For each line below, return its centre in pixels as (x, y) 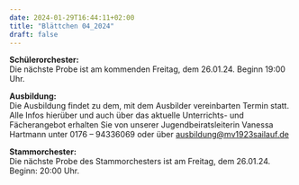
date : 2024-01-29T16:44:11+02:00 (72, 18)
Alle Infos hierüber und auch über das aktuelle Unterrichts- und (127, 115)
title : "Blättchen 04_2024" (62, 26)
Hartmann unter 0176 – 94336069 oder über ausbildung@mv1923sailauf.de (149, 135)
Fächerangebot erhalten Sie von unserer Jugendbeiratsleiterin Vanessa (141, 125)
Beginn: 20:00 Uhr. (44, 171)
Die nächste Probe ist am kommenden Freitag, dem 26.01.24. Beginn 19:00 (148, 69)
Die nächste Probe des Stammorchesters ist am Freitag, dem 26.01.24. (140, 162)
